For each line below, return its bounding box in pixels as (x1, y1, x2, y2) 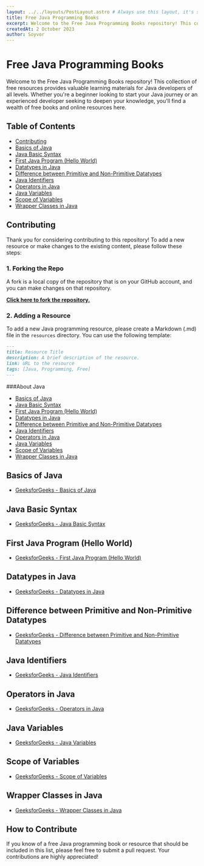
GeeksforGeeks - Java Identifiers (15, 671, 98, 679)
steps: (6, 249, 22, 256)
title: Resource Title (6, 349, 64, 355)
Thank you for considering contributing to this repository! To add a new (6, 236, 185, 243)
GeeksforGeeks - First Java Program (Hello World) (15, 554, 141, 561)
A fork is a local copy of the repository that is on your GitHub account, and (6, 278, 192, 285)
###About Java (6, 383, 46, 390)
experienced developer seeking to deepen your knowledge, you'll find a (6, 97, 186, 105)
